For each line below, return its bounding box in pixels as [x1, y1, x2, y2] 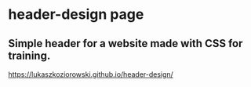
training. [8, 49, 51, 62]
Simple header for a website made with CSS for [8, 37, 243, 50]
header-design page [8, 5, 144, 24]
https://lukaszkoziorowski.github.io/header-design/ [8, 70, 174, 79]
